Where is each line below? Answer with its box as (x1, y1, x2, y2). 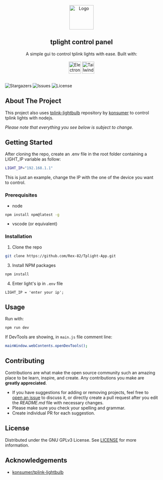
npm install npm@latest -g (5, 212, 60, 217)
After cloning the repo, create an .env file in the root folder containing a (5, 151, 147, 157)
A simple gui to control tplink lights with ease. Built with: (26, 51, 137, 57)
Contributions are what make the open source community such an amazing (5, 369, 155, 376)
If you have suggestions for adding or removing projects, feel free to (12, 389, 149, 395)
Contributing (5, 357, 45, 365)
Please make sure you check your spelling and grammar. (12, 405, 126, 411)
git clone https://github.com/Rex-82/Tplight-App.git (5, 253, 116, 258)
